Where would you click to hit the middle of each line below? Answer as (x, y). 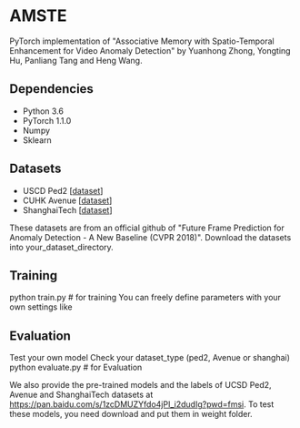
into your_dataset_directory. (61, 247)
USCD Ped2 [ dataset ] (63, 190)
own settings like (41, 307)
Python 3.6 (43, 111)
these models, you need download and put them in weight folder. (131, 414)
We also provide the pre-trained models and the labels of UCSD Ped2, (140, 385)
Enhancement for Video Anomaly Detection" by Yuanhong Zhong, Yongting (150, 50)
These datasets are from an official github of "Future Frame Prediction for (147, 228)
